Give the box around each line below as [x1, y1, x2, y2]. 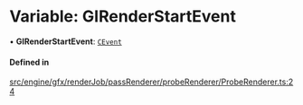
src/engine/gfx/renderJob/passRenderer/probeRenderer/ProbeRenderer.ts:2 [9, 76, 294, 87]
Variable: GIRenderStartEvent [9, 6, 237, 27]
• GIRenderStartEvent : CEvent [9, 36, 122, 47]
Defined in [9, 57, 50, 67]
